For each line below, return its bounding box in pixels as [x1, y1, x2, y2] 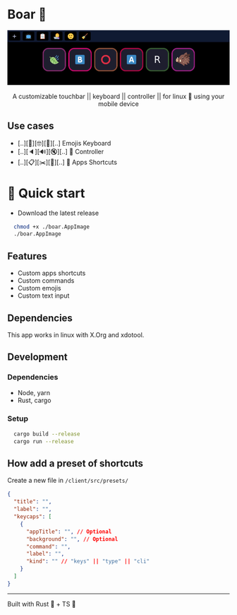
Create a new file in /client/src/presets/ [7, 476, 129, 485]
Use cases [7, 120, 54, 132]
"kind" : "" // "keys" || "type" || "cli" [25, 558, 150, 565]
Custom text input [17, 291, 70, 300]
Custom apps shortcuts [17, 269, 86, 278]
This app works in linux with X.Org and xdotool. [7, 330, 145, 339]
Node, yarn [17, 388, 51, 397]
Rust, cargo [17, 396, 51, 404]
